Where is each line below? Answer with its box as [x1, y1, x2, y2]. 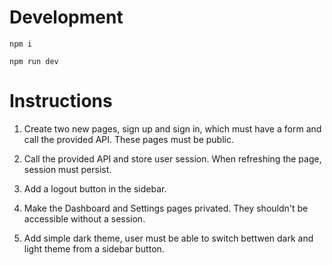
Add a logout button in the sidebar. [23, 182, 167, 195]
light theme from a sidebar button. [23, 242, 165, 255]
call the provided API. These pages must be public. [23, 133, 235, 145]
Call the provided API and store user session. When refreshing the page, [23, 152, 322, 165]
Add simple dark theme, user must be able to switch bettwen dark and [23, 232, 314, 244]
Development [9, 6, 124, 29]
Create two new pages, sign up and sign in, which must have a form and [23, 122, 322, 135]
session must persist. [23, 163, 112, 175]
